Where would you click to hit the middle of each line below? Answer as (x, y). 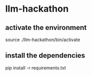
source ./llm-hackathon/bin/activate (43, 40)
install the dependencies (45, 55)
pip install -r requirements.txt (36, 68)
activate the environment (46, 28)
